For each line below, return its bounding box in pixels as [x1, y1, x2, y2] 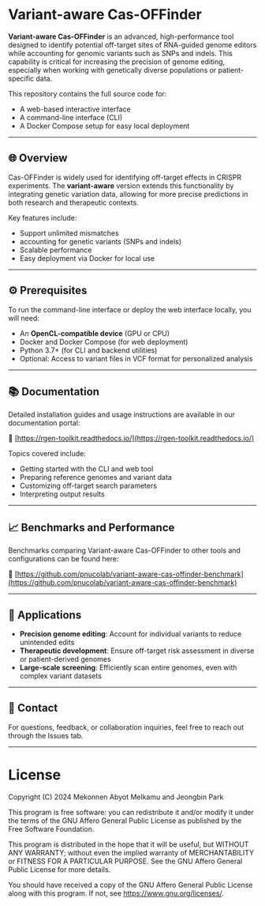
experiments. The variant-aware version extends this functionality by [8, 180, 234, 191]
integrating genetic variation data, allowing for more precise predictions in [8, 189, 248, 198]
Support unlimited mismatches [19, 228, 120, 238]
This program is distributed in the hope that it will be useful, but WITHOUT [8, 840, 249, 849]
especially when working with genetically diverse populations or [8, 65, 217, 74]
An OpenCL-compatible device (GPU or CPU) [19, 328, 170, 338]
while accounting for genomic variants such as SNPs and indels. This [8, 48, 233, 58]
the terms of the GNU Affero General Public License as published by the [8, 816, 242, 825]
